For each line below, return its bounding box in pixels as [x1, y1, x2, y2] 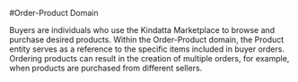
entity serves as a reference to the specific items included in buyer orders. [9, 44, 285, 54]
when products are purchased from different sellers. [9, 62, 203, 73]
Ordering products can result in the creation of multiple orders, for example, [9, 53, 290, 63]
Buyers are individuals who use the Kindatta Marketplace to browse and [9, 25, 276, 35]
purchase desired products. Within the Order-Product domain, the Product [9, 35, 285, 45]
